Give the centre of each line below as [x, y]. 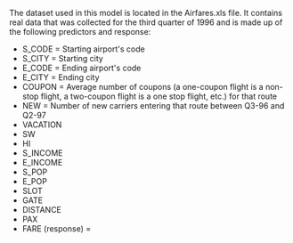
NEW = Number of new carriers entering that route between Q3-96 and [153, 105]
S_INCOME [42, 153]
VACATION [42, 125]
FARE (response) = [57, 229]
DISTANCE [42, 210]
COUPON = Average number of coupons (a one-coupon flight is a [143, 87]
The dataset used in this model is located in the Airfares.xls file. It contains [146, 13]
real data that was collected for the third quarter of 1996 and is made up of [146, 22]
